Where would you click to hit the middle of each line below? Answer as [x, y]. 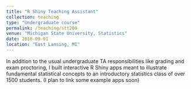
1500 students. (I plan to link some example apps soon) [73, 80]
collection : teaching [33, 17]
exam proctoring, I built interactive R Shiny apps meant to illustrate [87, 67]
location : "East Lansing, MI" [43, 45]
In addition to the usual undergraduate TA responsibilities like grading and [95, 61]
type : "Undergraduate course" [43, 22]
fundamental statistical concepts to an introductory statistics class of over [96, 74]
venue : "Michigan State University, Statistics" [67, 34]
